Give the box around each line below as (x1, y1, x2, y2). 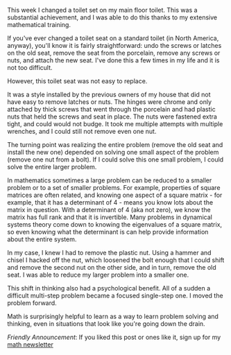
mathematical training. (7, 21, 71, 28)
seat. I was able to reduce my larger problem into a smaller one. (7, 270, 189, 279)
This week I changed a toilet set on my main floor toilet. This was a (7, 6, 198, 14)
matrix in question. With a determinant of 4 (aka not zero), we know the (7, 206, 211, 214)
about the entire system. (7, 235, 77, 243)
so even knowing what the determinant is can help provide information (7, 228, 209, 236)
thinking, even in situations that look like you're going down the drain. (7, 320, 206, 328)
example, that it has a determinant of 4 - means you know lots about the (7, 198, 214, 207)
